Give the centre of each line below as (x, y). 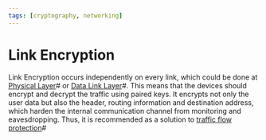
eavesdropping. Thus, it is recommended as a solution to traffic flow (120, 119)
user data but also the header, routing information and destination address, (131, 102)
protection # (27, 127)
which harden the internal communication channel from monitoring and (125, 111)
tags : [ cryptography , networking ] (66, 16)
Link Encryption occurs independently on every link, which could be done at (133, 77)
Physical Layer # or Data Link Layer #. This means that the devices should (127, 85)
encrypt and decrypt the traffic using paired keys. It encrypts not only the (129, 94)
